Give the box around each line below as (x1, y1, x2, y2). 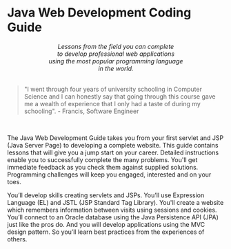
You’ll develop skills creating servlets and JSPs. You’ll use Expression (7, 191, 205, 199)
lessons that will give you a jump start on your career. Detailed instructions (7, 148, 219, 157)
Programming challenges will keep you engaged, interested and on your (7, 170, 212, 179)
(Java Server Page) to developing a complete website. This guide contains (7, 141, 219, 149)
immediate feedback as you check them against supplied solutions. (7, 163, 199, 171)
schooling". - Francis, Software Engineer (23, 107, 139, 115)
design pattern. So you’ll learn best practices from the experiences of (7, 228, 205, 236)
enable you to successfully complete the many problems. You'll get (7, 155, 198, 163)
